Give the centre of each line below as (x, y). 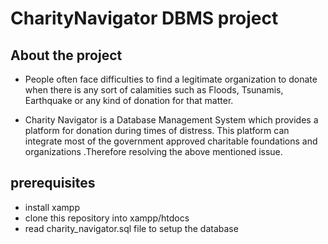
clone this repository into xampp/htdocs (107, 218)
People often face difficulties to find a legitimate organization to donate (171, 79)
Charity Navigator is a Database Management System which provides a (171, 120)
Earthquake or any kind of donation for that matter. (129, 100)
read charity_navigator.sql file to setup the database (131, 228)
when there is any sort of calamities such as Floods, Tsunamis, (154, 90)
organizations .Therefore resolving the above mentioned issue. (153, 151)
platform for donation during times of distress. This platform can (157, 130)
